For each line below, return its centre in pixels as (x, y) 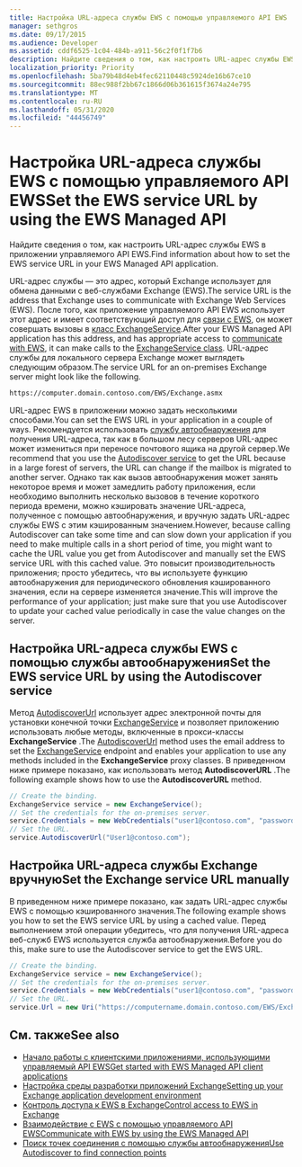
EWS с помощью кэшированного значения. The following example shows (148, 911)
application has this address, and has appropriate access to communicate (146, 339)
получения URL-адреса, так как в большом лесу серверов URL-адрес (144, 439)
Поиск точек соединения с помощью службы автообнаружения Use (153, 1143)
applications (45, 1076)
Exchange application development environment (112, 1095)
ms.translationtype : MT (54, 93)
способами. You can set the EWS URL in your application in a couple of (141, 420)
